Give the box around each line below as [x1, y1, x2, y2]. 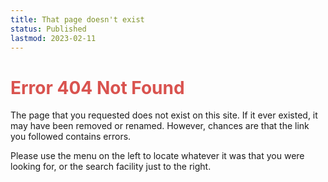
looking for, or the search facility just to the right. [10, 161, 212, 173]
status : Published [10, 24, 87, 34]
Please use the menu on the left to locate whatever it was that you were [10, 150, 305, 162]
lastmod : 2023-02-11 [10, 33, 97, 43]
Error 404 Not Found [10, 76, 185, 99]
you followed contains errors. [10, 131, 132, 143]
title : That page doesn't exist [10, 14, 145, 25]
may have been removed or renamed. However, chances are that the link [10, 120, 310, 132]
